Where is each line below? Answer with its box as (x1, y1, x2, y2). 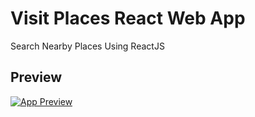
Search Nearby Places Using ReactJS (10, 40, 165, 52)
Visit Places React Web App (10, 7, 246, 30)
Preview (10, 69, 63, 86)
